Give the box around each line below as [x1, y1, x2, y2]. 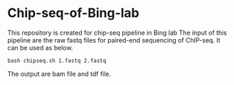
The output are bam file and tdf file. [7, 69, 112, 78]
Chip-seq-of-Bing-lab [7, 5, 140, 21]
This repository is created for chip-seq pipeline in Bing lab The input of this [7, 28, 228, 37]
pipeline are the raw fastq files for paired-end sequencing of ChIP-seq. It [7, 35, 220, 44]
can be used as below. [7, 43, 73, 52]
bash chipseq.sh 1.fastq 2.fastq [7, 57, 107, 64]
